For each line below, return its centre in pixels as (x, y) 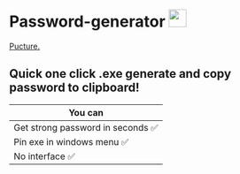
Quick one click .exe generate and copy (120, 74)
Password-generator (87, 22)
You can (86, 112)
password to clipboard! (74, 88)
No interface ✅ (44, 156)
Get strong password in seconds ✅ (86, 127)
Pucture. (25, 46)
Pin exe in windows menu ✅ (71, 141)
